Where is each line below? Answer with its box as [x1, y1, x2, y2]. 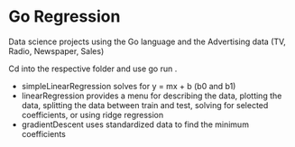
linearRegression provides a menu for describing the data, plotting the [21, 90, 282, 101]
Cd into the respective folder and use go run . [8, 63, 178, 74]
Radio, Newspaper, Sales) [8, 45, 105, 56]
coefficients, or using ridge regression [21, 109, 164, 120]
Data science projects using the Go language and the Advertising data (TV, [8, 36, 286, 47]
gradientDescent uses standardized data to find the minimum [21, 119, 250, 130]
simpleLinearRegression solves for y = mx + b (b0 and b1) [21, 80, 236, 91]
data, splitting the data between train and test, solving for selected [21, 99, 269, 110]
